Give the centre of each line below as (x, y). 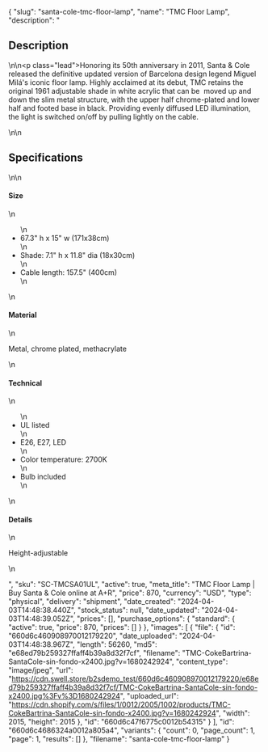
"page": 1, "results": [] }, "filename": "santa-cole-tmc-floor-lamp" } (119, 739)
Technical (25, 382)
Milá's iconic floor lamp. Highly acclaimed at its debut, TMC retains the (126, 82)
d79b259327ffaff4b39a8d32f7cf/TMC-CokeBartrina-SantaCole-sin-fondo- (133, 687)
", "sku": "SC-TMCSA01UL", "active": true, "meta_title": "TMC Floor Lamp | (132, 585)
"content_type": (202, 661)
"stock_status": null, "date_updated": (139, 610)
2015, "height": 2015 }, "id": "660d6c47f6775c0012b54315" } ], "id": (121, 722)
